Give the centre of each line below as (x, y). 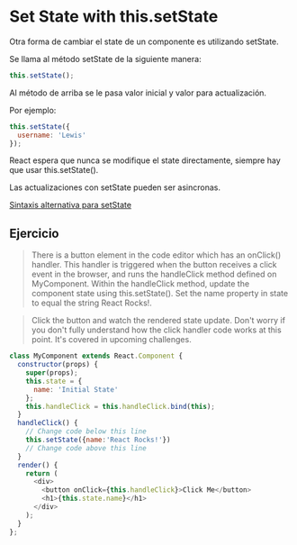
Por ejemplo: (33, 110)
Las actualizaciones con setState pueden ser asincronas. (115, 187)
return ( (42, 473)
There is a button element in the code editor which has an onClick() (156, 255)
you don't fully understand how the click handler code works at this (156, 330)
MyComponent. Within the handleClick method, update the (140, 284)
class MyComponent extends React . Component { (96, 356)
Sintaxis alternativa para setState (71, 205)
